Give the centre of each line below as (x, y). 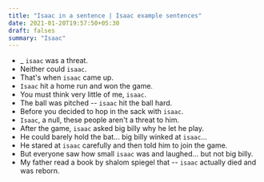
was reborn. (40, 171)
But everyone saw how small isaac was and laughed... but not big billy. (136, 154)
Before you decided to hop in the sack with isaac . (102, 112)
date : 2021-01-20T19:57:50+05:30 (64, 23)
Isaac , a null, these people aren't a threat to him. (100, 120)
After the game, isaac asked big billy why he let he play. (112, 129)
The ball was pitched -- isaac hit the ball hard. (96, 103)
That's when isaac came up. (67, 77)
